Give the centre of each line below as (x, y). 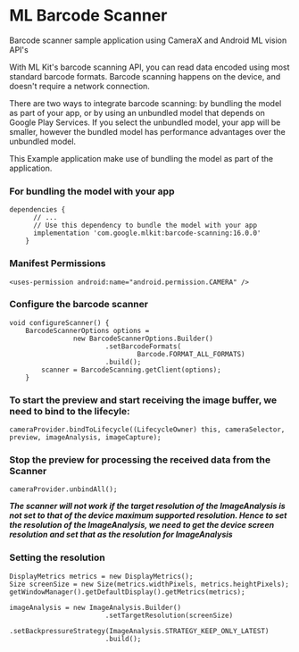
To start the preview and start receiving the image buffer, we (143, 400)
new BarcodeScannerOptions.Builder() (143, 339)
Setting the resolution (57, 557)
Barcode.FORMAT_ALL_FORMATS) (191, 354)
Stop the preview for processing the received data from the (140, 460)
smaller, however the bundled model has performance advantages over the (147, 131)
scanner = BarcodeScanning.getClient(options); (131, 370)
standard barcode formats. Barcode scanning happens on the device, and (145, 76)
